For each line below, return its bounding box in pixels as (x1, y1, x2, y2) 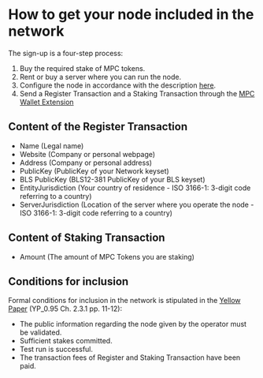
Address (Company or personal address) (19, 158, 152, 167)
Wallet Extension (19, 97, 74, 107)
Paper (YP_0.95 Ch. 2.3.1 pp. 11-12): (8, 304, 123, 313)
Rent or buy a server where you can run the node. (19, 72, 182, 81)
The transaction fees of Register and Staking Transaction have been (19, 353, 241, 362)
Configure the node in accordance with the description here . (19, 80, 217, 90)
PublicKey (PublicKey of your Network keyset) (19, 166, 169, 175)
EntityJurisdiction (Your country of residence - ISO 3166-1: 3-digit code (19, 183, 251, 193)
